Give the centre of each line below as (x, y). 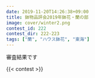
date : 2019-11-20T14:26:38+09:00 (47, 12)
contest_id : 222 (26, 28)
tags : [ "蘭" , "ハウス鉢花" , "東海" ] (48, 39)
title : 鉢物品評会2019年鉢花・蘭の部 (47, 17)
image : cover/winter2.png (38, 23)
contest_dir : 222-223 (33, 34)
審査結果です (22, 57)
